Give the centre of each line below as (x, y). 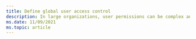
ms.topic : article (28, 27)
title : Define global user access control (58, 11)
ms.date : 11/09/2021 (31, 22)
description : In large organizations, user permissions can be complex (95, 17)
